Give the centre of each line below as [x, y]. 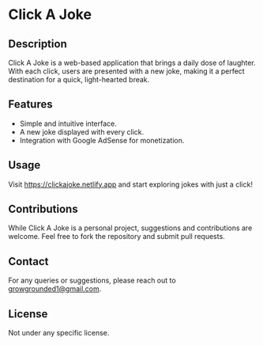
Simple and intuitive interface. [68, 123]
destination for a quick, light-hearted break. [79, 80]
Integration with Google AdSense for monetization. [102, 140]
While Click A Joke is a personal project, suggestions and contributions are [130, 228]
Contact [28, 262]
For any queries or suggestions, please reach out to [92, 281]
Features [30, 104]
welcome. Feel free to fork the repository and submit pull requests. [116, 237]
